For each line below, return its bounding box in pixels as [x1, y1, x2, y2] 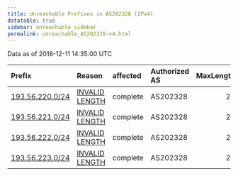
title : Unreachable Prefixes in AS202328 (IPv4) [7, 10, 154, 18]
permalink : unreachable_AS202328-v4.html [7, 30, 132, 38]
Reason [76, 71, 103, 81]
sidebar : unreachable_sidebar [7, 23, 97, 31]
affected [112, 71, 142, 81]
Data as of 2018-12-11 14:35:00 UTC [7, 50, 112, 58]
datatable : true [7, 17, 55, 24]
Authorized [150, 67, 190, 77]
